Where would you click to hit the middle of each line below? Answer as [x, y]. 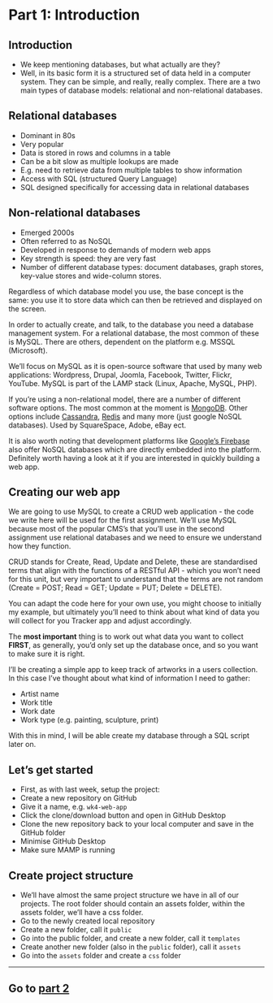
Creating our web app [64, 492]
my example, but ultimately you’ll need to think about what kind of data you [134, 612]
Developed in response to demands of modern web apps [115, 250]
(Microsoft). [28, 350]
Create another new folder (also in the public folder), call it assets [130, 947]
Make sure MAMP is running [67, 850]
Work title [36, 703]
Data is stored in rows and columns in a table [95, 153]
